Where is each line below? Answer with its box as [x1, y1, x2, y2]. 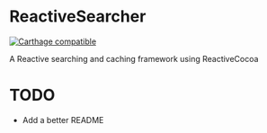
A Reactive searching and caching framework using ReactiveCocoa [9, 53, 259, 64]
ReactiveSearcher [9, 6, 147, 27]
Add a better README [22, 114, 104, 125]
